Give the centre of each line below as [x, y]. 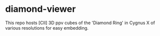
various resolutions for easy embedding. [47, 28]
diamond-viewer [41, 9]
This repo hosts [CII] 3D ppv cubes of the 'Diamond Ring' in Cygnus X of [80, 23]
